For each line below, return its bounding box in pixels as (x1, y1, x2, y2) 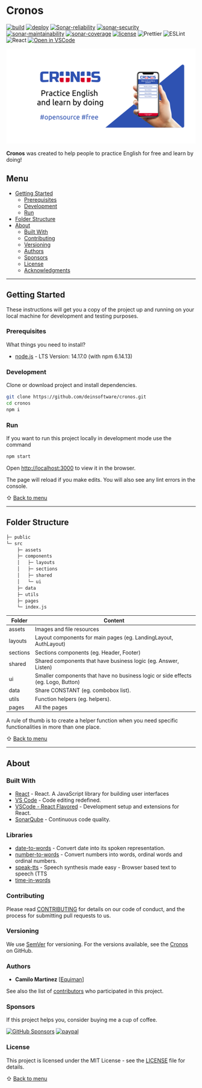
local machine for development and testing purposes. (6, 312, 139, 319)
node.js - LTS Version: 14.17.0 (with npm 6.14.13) (14, 353, 133, 360)
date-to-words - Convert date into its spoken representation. (14, 845, 165, 852)
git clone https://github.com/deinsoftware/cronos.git (6, 394, 147, 400)
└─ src (6, 540, 23, 546)
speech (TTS (14, 870, 47, 877)
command (6, 441, 31, 449)
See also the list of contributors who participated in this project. (6, 988, 164, 995)
